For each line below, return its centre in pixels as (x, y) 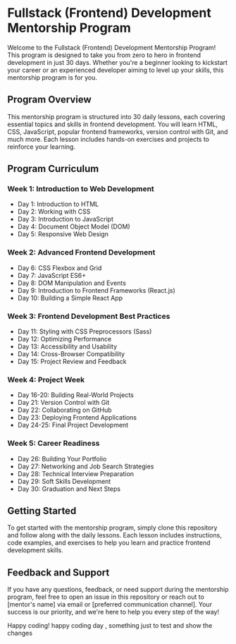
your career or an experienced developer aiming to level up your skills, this (116, 70)
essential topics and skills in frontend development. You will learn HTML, (113, 124)
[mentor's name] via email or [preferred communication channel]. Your (110, 604)
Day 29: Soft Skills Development (64, 481)
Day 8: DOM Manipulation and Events (72, 283)
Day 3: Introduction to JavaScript (66, 219)
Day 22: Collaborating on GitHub (64, 410)
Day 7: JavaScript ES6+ (52, 275)
